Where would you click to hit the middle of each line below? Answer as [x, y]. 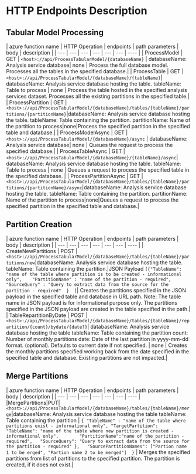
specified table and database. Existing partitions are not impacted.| [87, 357]
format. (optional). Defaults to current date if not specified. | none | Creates [97, 345]
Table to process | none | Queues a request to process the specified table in [98, 170]
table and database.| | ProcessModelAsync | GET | [67, 132]
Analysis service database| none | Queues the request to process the [90, 145]
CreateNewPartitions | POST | [42, 251]
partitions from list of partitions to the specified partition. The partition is [93, 458]
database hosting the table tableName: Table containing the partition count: [97, 333]
